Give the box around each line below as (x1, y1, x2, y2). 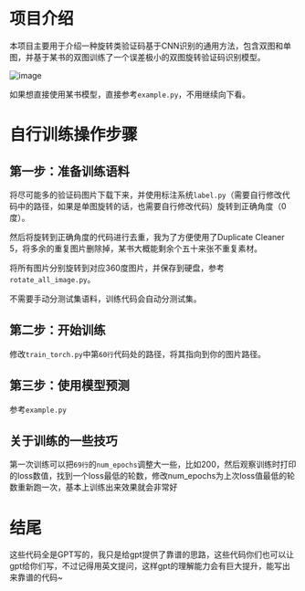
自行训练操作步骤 (9, 124, 139, 145)
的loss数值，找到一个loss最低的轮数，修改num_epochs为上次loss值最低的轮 (9, 470, 295, 481)
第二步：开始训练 (9, 322, 106, 338)
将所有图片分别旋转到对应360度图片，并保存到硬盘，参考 (9, 262, 226, 273)
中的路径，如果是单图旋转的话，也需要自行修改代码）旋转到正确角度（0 (16, 200, 287, 211)
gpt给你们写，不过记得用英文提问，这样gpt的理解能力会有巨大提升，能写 (9, 561, 283, 572)
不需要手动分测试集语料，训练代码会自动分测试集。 (9, 293, 202, 304)
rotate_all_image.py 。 (9, 273, 96, 284)
